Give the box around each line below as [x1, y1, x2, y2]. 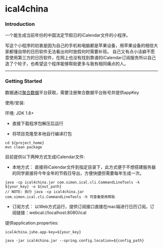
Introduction [5, 21, 35, 28]
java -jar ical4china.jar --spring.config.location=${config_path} [5, 238, 145, 243]
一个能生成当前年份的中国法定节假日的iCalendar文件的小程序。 [5, 33, 131, 38]
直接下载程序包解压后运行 [12, 120, 64, 126]
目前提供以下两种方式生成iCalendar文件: [5, 154, 85, 160]
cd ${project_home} [5, 140, 45, 145]
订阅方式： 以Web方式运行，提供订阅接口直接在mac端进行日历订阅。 [12, 203, 150, 209]
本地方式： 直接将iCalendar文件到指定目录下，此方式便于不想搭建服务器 [12, 164, 156, 170]
